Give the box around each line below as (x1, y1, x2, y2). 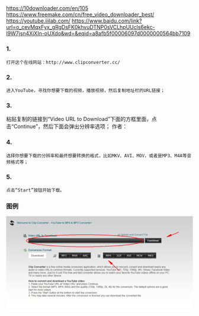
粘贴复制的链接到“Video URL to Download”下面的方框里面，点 (6, 116, 157, 123)
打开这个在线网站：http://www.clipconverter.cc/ (6, 59, 120, 65)
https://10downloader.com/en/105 (6, 5, 89, 12)
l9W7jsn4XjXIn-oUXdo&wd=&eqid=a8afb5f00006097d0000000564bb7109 (6, 30, 191, 37)
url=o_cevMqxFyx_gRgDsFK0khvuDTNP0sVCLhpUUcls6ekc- (6, 24, 155, 31)
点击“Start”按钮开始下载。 (6, 187, 65, 193)
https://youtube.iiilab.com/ (6, 17, 71, 24)
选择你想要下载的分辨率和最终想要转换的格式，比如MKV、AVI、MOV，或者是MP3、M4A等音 (6, 152, 191, 159)
